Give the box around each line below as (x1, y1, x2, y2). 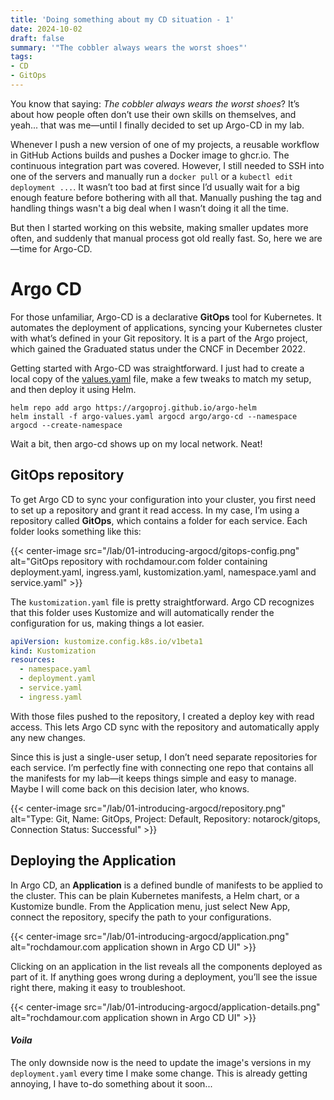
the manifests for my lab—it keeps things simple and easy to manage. (10, 772, 297, 784)
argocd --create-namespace (10, 420, 123, 430)
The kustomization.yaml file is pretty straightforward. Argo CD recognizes (10, 596, 315, 608)
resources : (10, 655, 56, 665)
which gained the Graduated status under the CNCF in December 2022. (10, 342, 306, 355)
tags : (10, 52, 33, 62)
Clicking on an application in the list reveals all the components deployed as (10, 960, 323, 972)
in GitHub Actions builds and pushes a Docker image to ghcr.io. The (10, 149, 290, 161)
